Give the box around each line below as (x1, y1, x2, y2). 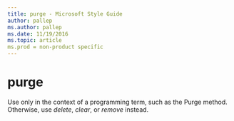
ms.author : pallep (7, 23, 62, 31)
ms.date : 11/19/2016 (7, 30, 69, 38)
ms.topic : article (7, 37, 62, 44)
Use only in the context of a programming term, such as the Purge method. (7, 98, 228, 106)
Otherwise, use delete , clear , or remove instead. (7, 105, 149, 114)
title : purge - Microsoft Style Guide (7, 10, 123, 18)
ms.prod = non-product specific (7, 43, 103, 51)
